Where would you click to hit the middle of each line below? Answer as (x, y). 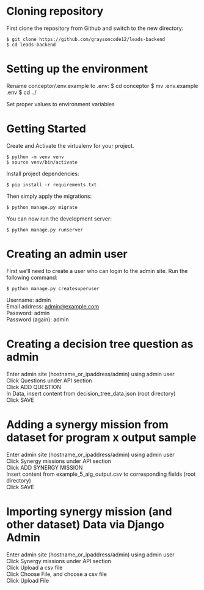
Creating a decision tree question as (100, 344)
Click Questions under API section (49, 381)
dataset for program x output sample (101, 437)
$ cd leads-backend (31, 45)
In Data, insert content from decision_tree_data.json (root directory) (91, 393)
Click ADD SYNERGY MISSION (45, 467)
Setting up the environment (77, 69)
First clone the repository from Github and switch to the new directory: (95, 28)
